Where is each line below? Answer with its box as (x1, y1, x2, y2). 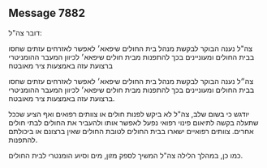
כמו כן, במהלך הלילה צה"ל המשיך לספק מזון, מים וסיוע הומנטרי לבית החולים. (8, 150, 243, 160)
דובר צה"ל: (8, 27, 42, 37)
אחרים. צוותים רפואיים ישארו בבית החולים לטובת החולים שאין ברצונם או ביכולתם (8, 126, 254, 136)
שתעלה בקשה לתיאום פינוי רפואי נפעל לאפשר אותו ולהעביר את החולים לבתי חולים (8, 117, 259, 128)
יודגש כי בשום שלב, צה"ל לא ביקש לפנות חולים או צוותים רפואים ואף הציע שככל (8, 109, 250, 119)
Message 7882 (8, 6, 86, 20)
